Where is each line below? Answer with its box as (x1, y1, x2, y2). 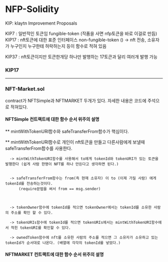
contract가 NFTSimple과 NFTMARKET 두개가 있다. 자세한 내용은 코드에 (5, 97, 146, 103)
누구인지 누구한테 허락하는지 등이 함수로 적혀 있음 (10, 43, 106, 49)
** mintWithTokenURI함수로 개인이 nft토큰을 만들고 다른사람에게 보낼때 (5, 139, 145, 145)
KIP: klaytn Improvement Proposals (5, 20, 77, 26)
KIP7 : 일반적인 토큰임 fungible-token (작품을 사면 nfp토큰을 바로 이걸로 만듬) (5, 30, 157, 36)
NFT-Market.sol (5, 85, 45, 92)
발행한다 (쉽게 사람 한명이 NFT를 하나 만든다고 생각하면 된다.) (5, 162, 119, 167)
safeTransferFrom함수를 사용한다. (5, 145, 72, 151)
